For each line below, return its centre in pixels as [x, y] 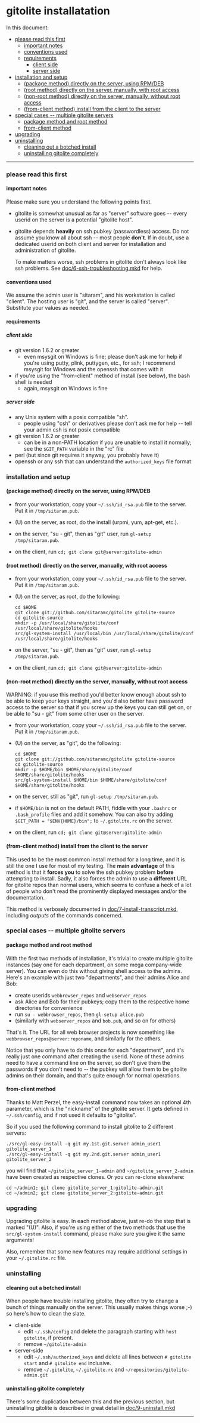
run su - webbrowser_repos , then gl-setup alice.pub [79, 1014]
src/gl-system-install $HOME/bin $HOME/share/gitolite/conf [91, 780]
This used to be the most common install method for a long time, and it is [96, 859]
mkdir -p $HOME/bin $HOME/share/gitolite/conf [74, 770]
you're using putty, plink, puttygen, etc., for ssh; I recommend [99, 363]
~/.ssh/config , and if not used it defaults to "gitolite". [71, 1115]
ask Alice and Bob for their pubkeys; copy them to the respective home [102, 1002]
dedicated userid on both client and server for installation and [90, 244]
